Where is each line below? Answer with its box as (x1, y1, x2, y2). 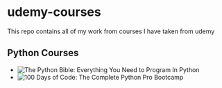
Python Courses (7, 47, 79, 59)
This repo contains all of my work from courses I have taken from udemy (7, 27, 215, 35)
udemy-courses (7, 4, 102, 20)
